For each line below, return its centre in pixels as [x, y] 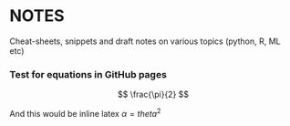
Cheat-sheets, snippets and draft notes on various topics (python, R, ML [145, 41]
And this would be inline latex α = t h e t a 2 [85, 113]
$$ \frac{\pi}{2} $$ [153, 94]
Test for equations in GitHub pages [88, 74]
